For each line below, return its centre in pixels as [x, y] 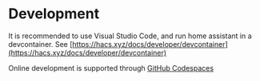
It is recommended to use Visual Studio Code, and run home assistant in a [130, 36]
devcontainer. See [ [40, 44]
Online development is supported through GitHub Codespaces [111, 67]
